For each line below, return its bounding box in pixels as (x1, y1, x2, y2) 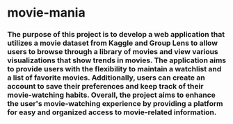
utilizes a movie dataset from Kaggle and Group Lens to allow (7, 38, 218, 48)
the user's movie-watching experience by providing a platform (7, 99, 223, 109)
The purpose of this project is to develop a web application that (7, 30, 225, 39)
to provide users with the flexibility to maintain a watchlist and (7, 64, 222, 74)
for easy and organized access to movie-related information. (7, 107, 217, 117)
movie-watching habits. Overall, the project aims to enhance (7, 90, 216, 100)
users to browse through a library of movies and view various (7, 47, 219, 57)
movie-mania (7, 5, 86, 21)
